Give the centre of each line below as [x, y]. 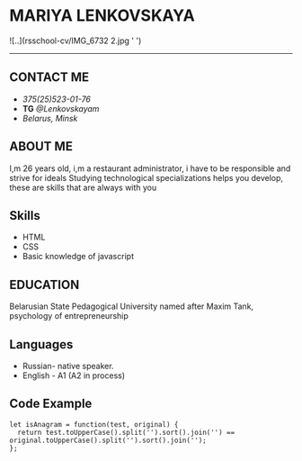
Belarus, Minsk [50, 118]
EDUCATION [44, 285]
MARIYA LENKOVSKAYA [102, 16]
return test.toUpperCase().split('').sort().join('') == [126, 432]
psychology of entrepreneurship [69, 316]
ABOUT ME [41, 146]
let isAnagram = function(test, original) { [94, 424]
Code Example [51, 404]
